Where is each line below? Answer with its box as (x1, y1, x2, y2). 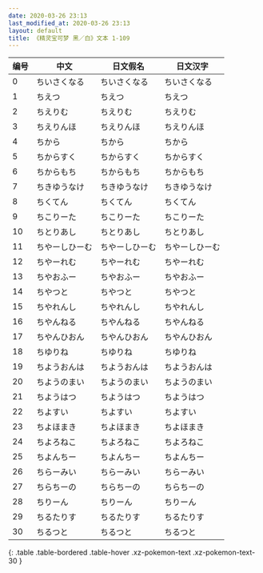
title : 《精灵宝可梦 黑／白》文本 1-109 (8, 34, 130, 42)
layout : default (8, 26, 62, 34)
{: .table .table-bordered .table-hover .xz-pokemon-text (8, 547, 192, 557)
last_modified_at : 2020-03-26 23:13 (8, 19, 130, 27)
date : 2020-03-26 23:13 (8, 11, 88, 20)
